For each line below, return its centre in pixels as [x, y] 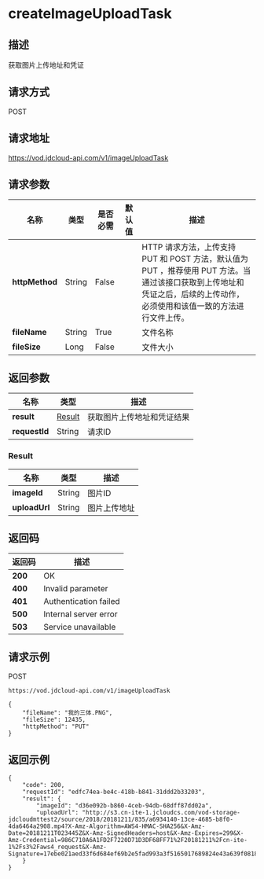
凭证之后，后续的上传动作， [193, 294]
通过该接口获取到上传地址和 [193, 282]
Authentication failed [82, 601]
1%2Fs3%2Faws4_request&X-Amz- [58, 847]
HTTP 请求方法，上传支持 [189, 247]
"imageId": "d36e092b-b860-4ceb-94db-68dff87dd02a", [125, 805]
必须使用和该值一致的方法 [189, 306]
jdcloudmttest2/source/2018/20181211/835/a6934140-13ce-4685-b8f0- [121, 819]
